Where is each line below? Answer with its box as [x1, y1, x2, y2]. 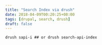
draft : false [5, 21, 32, 26]
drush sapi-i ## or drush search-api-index [5, 35, 97, 40]
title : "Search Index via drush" [5, 7, 75, 12]
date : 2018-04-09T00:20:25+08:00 [5, 12, 75, 17]
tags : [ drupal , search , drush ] [5, 16, 70, 21]
